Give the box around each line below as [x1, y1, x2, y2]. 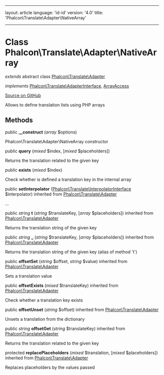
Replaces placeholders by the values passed [5, 364, 95, 370]
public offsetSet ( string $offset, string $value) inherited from [5, 258, 128, 264]
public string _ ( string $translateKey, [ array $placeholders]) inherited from [5, 234, 154, 240]
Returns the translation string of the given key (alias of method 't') [5, 249, 138, 255]
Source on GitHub [5, 92, 41, 98]
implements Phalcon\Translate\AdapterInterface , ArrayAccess [5, 83, 129, 88]
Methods [5, 116, 33, 125]
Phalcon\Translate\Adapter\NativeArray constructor [5, 138, 108, 144]
